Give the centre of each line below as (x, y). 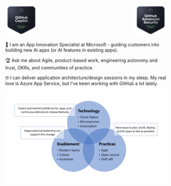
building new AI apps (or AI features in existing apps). (62, 50)
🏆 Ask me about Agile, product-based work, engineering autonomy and (81, 60)
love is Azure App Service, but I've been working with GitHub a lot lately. (82, 83)
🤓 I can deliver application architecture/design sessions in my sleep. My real (86, 78)
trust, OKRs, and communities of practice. (49, 68)
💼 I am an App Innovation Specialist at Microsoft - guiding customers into (82, 44)
